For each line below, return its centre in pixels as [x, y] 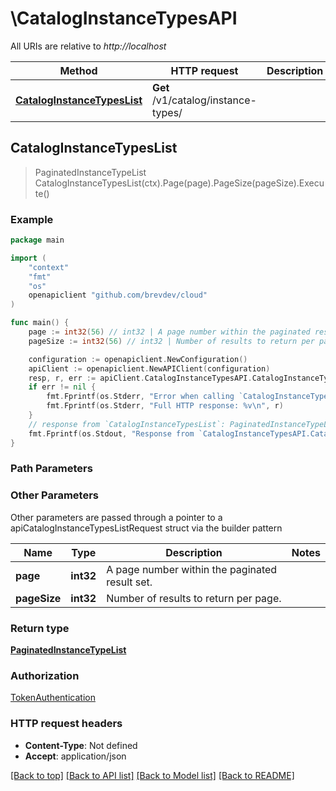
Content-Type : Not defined [81, 745]
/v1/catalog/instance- [204, 100]
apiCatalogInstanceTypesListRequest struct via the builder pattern [146, 528]
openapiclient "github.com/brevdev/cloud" [118, 295]
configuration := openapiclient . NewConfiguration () [138, 359]
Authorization [45, 675]
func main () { [40, 323]
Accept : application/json [75, 756]
